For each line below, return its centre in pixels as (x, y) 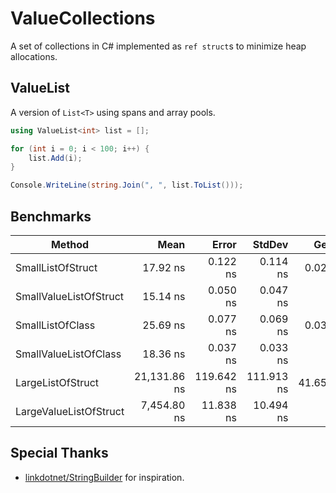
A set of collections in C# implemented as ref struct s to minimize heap (158, 46)
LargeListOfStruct (57, 382)
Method (70, 244)
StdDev (270, 244)
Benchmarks (51, 216)
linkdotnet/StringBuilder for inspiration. (104, 477)
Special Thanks (59, 453)
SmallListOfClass (55, 325)
